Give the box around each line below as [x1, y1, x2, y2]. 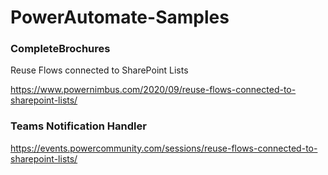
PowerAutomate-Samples [10, 6, 230, 29]
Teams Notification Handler [10, 119, 147, 133]
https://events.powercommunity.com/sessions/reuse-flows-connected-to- [10, 142, 318, 154]
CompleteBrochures [10, 42, 111, 56]
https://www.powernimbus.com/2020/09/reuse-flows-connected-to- [10, 84, 297, 96]
